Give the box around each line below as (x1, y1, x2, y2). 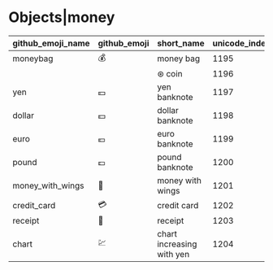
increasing (157, 238, 197, 250)
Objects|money (8, 8, 115, 27)
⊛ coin (157, 67, 183, 79)
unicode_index (212, 37, 271, 49)
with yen (157, 248, 190, 259)
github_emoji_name (12, 37, 91, 49)
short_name (157, 37, 205, 49)
